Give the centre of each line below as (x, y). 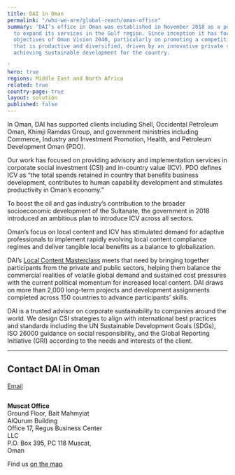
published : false (33, 105)
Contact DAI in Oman (54, 369)
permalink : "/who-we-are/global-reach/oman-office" (84, 20)
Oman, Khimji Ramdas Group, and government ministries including (103, 132)
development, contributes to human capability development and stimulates (115, 182)
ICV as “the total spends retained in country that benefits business (103, 175)
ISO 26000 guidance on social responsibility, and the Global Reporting (108, 333)
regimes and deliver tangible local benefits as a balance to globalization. (111, 247)
